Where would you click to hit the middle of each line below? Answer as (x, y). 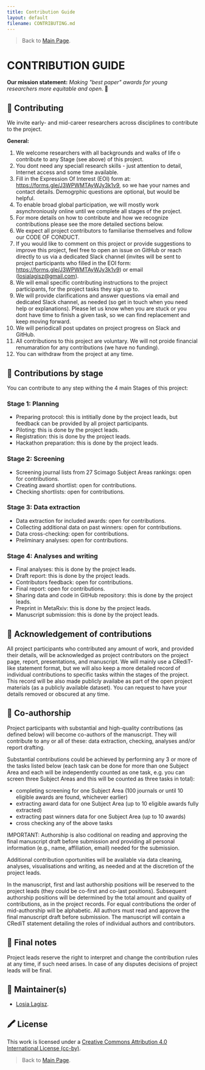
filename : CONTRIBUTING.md (41, 23)
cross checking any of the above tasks (64, 823)
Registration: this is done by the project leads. (73, 437)
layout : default (27, 18)
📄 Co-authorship (39, 713)
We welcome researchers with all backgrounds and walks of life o (98, 153)
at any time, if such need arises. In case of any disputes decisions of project (102, 964)
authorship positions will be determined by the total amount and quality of (99, 897)
